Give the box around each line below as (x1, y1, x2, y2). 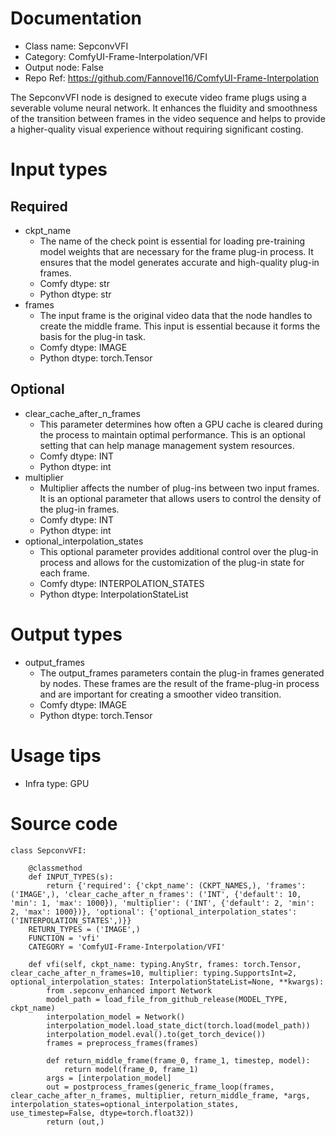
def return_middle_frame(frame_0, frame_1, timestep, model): (46, 1055, 311, 1066)
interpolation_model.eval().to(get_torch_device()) (46, 1029, 267, 1039)
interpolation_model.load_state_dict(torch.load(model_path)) (46, 1020, 311, 1031)
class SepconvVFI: (10, 845, 87, 856)
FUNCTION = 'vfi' (28, 933, 101, 943)
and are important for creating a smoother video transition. (39, 688, 282, 700)
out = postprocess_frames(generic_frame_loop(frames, (46, 1082, 275, 1092)
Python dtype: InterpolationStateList (39, 588, 189, 600)
